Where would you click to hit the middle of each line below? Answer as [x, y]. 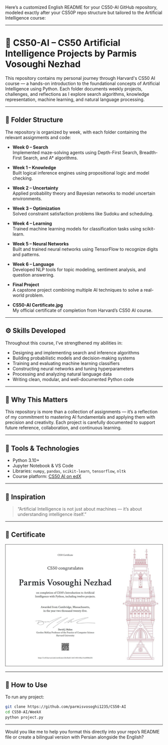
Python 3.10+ [26, 460]
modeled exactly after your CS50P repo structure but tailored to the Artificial [84, 13]
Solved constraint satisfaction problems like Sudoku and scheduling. [83, 213]
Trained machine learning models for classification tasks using [77, 228]
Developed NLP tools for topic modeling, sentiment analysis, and [79, 269]
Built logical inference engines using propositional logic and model [81, 173]
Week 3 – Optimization [36, 208]
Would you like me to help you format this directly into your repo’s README [82, 732]
